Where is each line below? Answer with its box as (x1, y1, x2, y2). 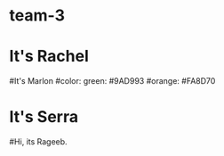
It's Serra (9, 107, 79, 127)
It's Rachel (9, 46, 89, 67)
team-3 (9, 5, 65, 26)
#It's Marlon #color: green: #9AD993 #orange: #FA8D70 (9, 76, 216, 86)
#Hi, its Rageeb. (9, 136, 68, 147)
